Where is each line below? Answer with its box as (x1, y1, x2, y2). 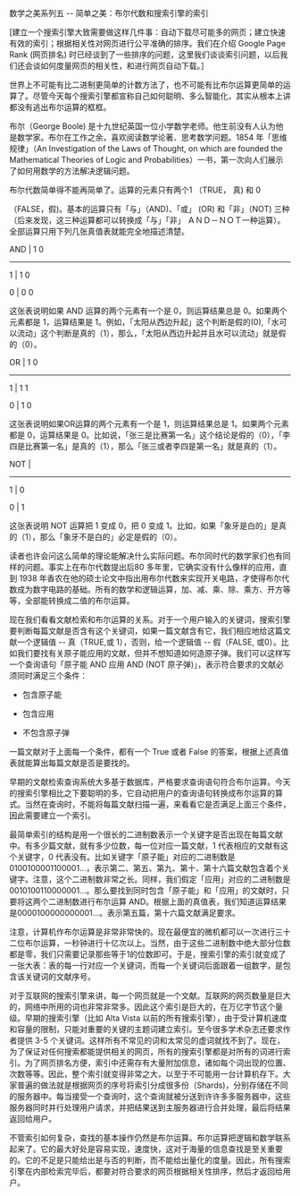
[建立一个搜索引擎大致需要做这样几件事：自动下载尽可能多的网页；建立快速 (9, 27, 287, 38)
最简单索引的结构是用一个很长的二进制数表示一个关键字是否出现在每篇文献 (9, 829, 283, 840)
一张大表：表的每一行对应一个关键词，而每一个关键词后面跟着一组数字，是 (9, 961, 283, 970)
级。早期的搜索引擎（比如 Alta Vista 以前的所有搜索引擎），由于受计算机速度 (9, 1012, 287, 1023)
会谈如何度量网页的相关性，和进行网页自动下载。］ (24, 61, 209, 71)
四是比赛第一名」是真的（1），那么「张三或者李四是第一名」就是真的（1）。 (9, 441, 282, 451)
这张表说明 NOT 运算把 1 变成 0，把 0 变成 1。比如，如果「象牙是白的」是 (9, 520, 279, 531)
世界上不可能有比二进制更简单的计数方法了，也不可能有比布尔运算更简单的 (9, 80, 283, 90)
